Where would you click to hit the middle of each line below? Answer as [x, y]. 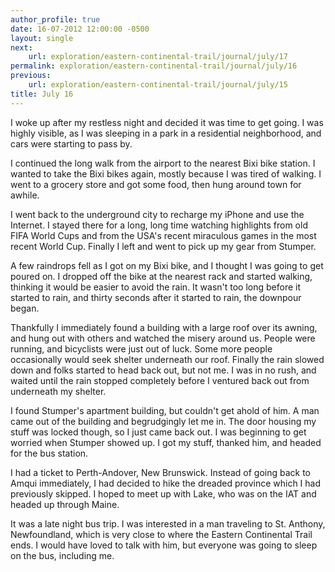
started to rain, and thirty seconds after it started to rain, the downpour [156, 297]
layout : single [42, 38]
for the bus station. [49, 453]
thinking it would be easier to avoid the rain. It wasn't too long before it [156, 287]
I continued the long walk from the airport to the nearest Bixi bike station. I [163, 163]
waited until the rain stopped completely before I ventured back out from [160, 380]
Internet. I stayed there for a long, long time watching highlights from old [159, 225]
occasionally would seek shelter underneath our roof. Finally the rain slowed [167, 359]
